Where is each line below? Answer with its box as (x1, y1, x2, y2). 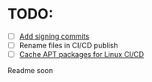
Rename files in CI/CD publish (18, 41, 118, 50)
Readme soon (7, 66, 54, 76)
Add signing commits (18, 31, 90, 41)
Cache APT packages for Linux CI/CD (18, 50, 145, 59)
